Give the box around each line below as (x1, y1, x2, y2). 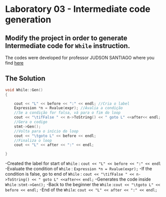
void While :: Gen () (5, 87, 43, 92)
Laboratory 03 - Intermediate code (5, 3, 151, 15)
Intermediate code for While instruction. (5, 41, 130, 50)
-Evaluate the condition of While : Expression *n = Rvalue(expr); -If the (5, 166, 152, 172)
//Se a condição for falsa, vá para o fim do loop (14, 110, 121, 115)
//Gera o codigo (14, 120, 48, 125)
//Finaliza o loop (14, 138, 52, 143)
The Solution (5, 74, 46, 83)
